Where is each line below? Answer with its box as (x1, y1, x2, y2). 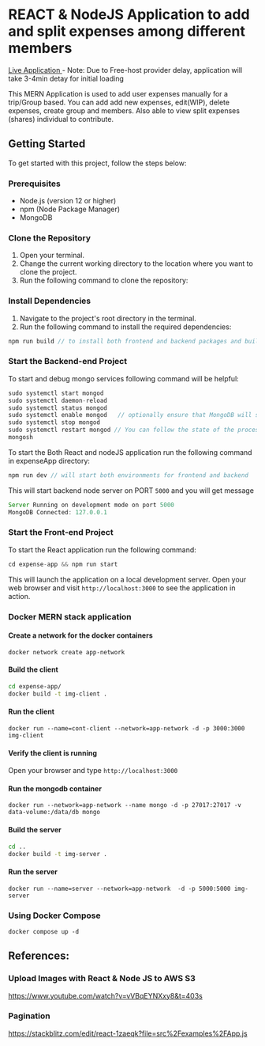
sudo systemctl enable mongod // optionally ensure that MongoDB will (8, 411, 252, 419)
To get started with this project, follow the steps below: (8, 158, 187, 168)
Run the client (8, 707, 55, 717)
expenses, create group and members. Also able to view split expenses (8, 105, 241, 116)
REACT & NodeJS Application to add (8, 6, 250, 24)
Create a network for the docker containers (8, 631, 153, 640)
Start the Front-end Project (8, 527, 114, 538)
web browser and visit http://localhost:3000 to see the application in (8, 583, 236, 593)
